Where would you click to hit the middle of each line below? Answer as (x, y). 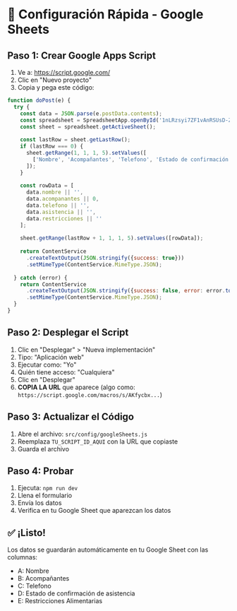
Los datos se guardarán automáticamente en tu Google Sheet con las (108, 550)
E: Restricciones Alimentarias (60, 601)
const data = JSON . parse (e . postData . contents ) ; (91, 113)
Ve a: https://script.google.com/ (64, 72)
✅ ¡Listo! (26, 533)
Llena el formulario (45, 496)
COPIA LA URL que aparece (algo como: (76, 387)
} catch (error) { (41, 278)
